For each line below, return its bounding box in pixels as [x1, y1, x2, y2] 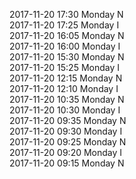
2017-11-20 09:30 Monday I [9, 125, 123, 137]
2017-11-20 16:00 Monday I [9, 40, 121, 52]
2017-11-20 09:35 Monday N [9, 115, 127, 126]
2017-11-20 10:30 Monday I [9, 104, 121, 116]
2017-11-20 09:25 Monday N [9, 136, 127, 148]
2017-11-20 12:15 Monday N [9, 72, 123, 84]
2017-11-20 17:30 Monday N [9, 9, 124, 20]
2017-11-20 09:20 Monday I [9, 147, 123, 158]
